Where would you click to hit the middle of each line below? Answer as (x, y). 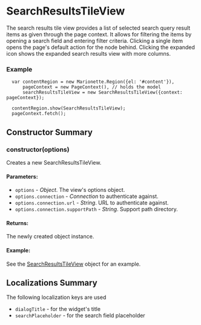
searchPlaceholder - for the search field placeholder (80, 315)
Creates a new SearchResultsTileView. (54, 162)
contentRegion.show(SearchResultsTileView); (69, 108)
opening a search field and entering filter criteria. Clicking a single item (95, 41)
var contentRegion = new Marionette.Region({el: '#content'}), (93, 82)
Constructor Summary (49, 132)
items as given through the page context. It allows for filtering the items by (99, 34)
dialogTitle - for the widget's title (58, 309)
